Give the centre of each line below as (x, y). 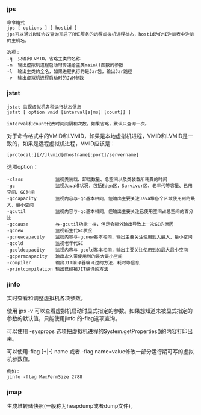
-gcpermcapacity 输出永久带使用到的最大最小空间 (65, 256)
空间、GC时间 (21, 192)
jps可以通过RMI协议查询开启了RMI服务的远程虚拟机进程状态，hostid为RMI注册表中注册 (100, 34)
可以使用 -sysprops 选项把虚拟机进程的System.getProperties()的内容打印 (97, 331)
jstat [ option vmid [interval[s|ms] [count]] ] (69, 112)
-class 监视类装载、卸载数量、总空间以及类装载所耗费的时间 (87, 179)
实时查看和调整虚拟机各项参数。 (46, 298)
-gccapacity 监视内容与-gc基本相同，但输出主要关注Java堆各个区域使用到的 (99, 198)
